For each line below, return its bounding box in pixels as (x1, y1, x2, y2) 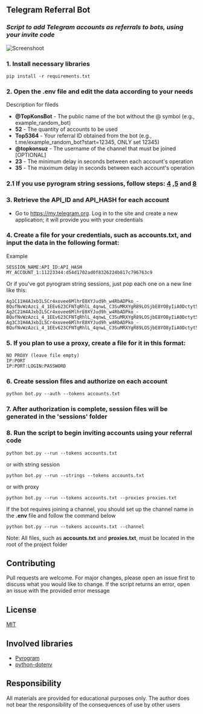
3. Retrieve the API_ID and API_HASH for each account (6, 196, 170, 204)
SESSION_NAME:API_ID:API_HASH (6, 264, 83, 270)
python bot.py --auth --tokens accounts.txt (6, 391, 120, 397)
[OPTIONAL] (14, 152, 47, 159)
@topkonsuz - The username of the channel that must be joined (14, 145, 176, 152)
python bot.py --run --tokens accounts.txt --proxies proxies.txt (6, 495, 177, 501)
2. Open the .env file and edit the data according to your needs (6, 87, 193, 96)
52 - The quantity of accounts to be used (14, 125, 118, 133)
